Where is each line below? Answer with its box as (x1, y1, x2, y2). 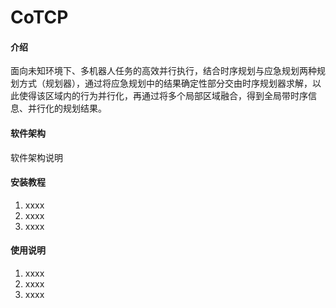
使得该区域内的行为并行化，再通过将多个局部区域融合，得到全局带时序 (18, 90, 308, 102)
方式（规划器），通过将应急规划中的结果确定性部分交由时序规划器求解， (18, 77, 313, 90)
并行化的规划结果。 (27, 102, 107, 115)
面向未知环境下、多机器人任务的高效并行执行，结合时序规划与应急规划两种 (10, 65, 317, 77)
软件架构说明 (10, 151, 63, 163)
